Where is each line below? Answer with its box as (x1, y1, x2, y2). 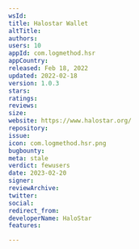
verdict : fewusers (8, 162, 70, 170)
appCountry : (8, 57, 48, 65)
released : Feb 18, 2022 (8, 64, 89, 73)
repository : (8, 124, 48, 132)
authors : (8, 34, 38, 43)
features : (8, 222, 42, 230)
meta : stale (8, 154, 48, 162)
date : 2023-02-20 (8, 169, 67, 177)
